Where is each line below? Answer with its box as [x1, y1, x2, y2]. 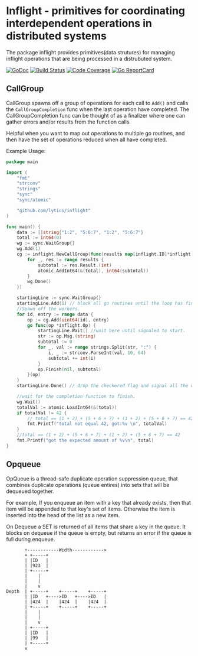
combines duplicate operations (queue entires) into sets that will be [6, 481, 170, 488]
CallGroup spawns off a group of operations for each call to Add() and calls [6, 99, 189, 106]
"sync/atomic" [16, 197, 51, 203]
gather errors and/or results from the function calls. [6, 118, 131, 125]
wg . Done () [27, 279, 51, 285]
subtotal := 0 [37, 339, 72, 345]
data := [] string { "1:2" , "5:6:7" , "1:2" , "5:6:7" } [16, 229, 144, 235]
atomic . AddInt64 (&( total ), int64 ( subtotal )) [37, 268, 149, 274]
